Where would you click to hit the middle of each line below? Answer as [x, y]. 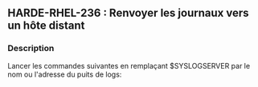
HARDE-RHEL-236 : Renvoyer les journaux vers [128, 13]
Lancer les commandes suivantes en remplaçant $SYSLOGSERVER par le [129, 65]
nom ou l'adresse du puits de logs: [65, 74]
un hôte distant [46, 26]
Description [31, 49]
